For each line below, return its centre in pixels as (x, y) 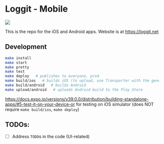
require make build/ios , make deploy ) (42, 109)
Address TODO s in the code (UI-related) (51, 136)
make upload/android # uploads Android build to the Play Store (74, 90)
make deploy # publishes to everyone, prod (52, 76)
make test (15, 72)
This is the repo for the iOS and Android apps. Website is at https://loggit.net (82, 31)
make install (18, 58)
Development (26, 47)
